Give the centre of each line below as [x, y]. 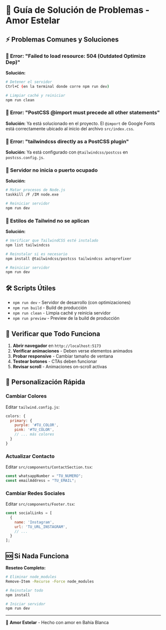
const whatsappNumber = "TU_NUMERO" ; [44, 476]
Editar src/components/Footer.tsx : [40, 504]
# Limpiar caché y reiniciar [35, 95]
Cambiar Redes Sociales [35, 493]
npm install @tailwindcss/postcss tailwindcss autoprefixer [69, 259]
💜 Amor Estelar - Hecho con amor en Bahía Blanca [57, 623]
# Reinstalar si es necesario [37, 254]
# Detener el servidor [29, 82]
